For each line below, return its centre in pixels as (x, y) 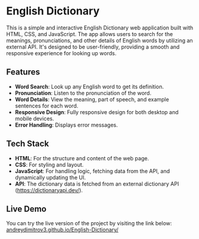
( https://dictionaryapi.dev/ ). (49, 190)
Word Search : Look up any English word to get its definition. (89, 86)
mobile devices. (34, 118)
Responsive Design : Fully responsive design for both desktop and (97, 112)
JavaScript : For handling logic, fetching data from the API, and (92, 171)
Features (23, 72)
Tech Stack (28, 144)
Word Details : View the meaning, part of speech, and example (92, 99)
